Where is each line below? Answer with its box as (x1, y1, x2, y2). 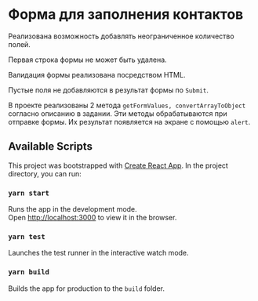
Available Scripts (8, 140, 93, 154)
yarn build (8, 268, 49, 277)
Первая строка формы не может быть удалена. (8, 55, 167, 64)
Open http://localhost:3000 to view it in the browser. (8, 213, 177, 223)
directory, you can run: (8, 169, 82, 178)
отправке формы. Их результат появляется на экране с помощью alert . (8, 117, 251, 126)
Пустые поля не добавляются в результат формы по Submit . (8, 85, 209, 95)
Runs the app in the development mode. (8, 205, 137, 214)
